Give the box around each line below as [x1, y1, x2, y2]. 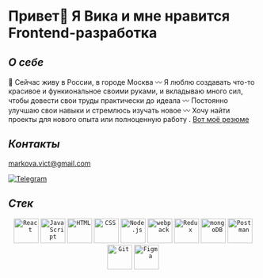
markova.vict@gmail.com [8, 158, 91, 168]
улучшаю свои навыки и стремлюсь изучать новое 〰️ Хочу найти [8, 106, 231, 115]
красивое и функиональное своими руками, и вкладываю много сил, [8, 86, 243, 96]
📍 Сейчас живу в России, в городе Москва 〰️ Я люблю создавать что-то [8, 78, 255, 86]
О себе [8, 55, 44, 69]
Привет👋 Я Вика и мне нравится [8, 7, 231, 25]
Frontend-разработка [8, 24, 158, 42]
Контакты [8, 138, 60, 151]
